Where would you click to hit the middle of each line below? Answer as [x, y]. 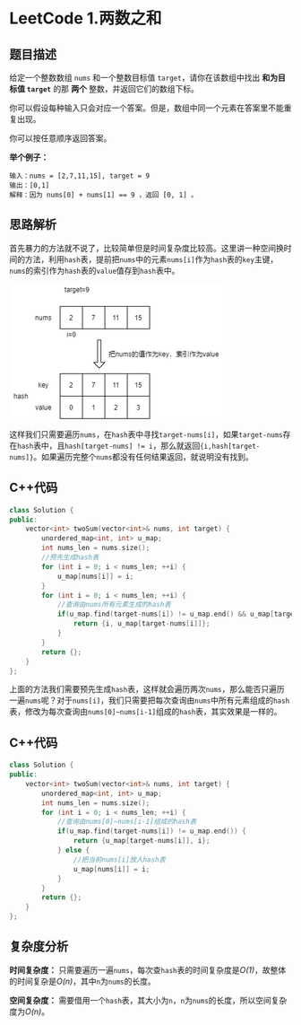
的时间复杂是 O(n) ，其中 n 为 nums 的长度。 [83, 981]
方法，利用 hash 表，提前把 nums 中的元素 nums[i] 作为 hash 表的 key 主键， [151, 259]
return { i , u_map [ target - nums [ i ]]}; [142, 624]
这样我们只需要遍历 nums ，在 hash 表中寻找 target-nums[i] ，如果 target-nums [146, 434]
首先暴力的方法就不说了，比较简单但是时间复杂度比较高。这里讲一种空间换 [146, 248]
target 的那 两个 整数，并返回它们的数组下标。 [113, 89]
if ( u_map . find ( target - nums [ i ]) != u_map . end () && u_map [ [166, 614]
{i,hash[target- [230, 446]
